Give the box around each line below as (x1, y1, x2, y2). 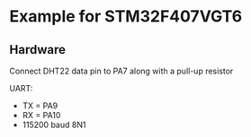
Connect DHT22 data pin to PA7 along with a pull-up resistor (9, 65, 234, 76)
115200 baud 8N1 (22, 119, 86, 130)
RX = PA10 (22, 110, 61, 120)
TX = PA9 (22, 100, 58, 111)
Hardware (9, 42, 66, 57)
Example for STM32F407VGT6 (9, 6, 243, 27)
